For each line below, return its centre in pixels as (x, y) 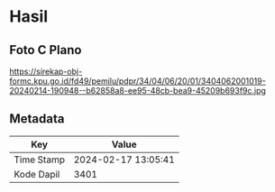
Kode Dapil (37, 174)
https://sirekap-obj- (46, 71)
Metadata (37, 119)
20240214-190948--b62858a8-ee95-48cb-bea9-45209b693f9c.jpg (137, 91)
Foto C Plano (46, 50)
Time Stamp (40, 160)
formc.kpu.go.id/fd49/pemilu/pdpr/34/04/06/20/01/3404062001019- (137, 81)
